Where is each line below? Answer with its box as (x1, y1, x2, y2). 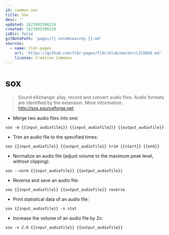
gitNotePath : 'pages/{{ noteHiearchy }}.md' (5, 36, 102, 42)
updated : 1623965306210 (5, 22, 57, 27)
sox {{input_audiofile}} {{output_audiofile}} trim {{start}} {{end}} (5, 144, 160, 149)
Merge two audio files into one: (12, 115, 79, 121)
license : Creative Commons (14, 55, 72, 61)
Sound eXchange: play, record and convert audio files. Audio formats (17, 94, 164, 101)
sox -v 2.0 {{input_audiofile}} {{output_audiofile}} (5, 225, 123, 230)
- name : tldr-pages (10, 46, 52, 51)
